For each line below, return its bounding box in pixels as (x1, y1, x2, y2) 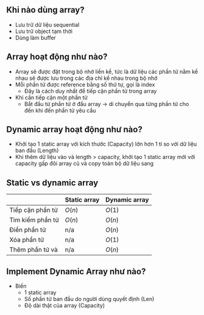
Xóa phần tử (9, 236, 44, 244)
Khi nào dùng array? (6, 5, 85, 15)
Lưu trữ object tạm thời (15, 27, 73, 35)
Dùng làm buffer (15, 34, 57, 41)
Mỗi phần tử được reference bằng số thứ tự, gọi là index (15, 80, 155, 88)
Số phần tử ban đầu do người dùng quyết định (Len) (24, 296, 155, 303)
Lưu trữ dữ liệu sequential (15, 21, 80, 28)
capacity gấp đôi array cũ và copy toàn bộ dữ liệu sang (15, 160, 154, 167)
